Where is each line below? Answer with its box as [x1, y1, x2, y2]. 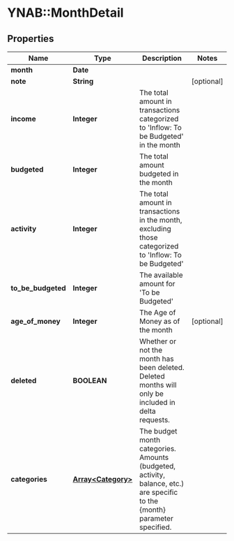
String [72, 77, 94, 86]
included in [139, 398, 175, 407]
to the [139, 496, 159, 505]
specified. [139, 522, 172, 532]
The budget [139, 427, 178, 436]
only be [139, 389, 164, 399]
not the [139, 346, 163, 355]
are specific [139, 487, 178, 497]
